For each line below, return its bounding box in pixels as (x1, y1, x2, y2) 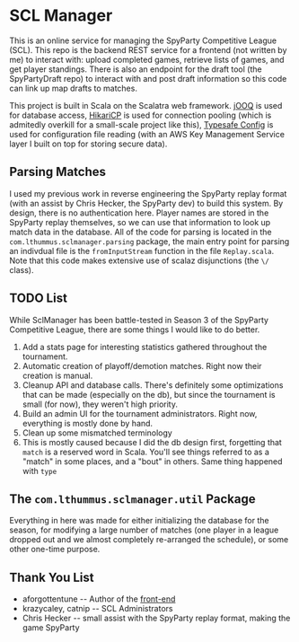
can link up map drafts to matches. (9, 83, 137, 93)
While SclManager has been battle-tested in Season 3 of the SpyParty (9, 314, 269, 325)
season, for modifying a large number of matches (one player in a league (9, 524, 279, 535)
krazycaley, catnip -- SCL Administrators (22, 603, 173, 614)
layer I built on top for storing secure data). (9, 138, 168, 149)
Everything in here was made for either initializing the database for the (9, 515, 269, 526)
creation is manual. (22, 370, 93, 381)
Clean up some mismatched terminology (22, 427, 172, 438)
